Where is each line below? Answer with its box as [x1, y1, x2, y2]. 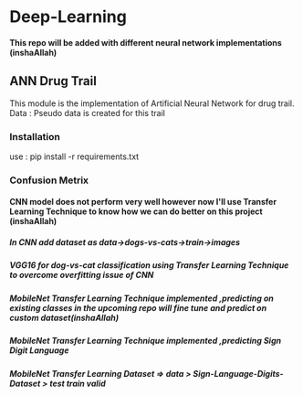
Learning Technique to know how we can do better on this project [9, 206, 263, 217]
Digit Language [9, 345, 69, 356]
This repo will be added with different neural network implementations [9, 37, 283, 48]
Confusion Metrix [9, 174, 89, 187]
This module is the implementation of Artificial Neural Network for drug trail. [9, 98, 295, 109]
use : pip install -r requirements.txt [9, 151, 140, 162]
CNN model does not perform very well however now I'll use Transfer [9, 197, 277, 208]
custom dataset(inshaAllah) [9, 312, 120, 323]
